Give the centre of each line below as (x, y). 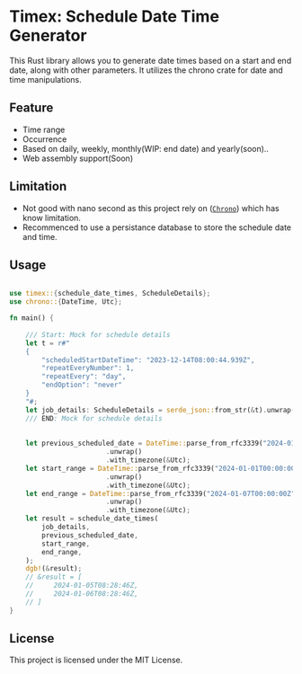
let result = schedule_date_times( (92, 519)
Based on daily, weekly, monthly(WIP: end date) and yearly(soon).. (146, 148)
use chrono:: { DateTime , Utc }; (66, 302)
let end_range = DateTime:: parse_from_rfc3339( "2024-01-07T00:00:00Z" (160, 493)
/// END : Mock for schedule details (94, 418)
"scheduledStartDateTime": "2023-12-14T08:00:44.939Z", (148, 360)
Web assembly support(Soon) (77, 158)
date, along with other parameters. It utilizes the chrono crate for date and (146, 70)
